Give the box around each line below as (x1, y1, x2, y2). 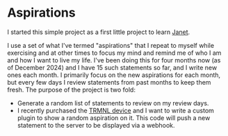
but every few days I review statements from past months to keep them (7, 78, 211, 86)
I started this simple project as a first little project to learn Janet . (7, 28, 190, 36)
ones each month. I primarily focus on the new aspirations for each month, (7, 71, 221, 79)
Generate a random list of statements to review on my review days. (17, 99, 209, 107)
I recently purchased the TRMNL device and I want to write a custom (17, 106, 214, 114)
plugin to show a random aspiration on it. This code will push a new (17, 113, 211, 122)
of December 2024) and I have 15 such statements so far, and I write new (7, 63, 218, 71)
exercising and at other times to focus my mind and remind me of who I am (7, 49, 222, 57)
